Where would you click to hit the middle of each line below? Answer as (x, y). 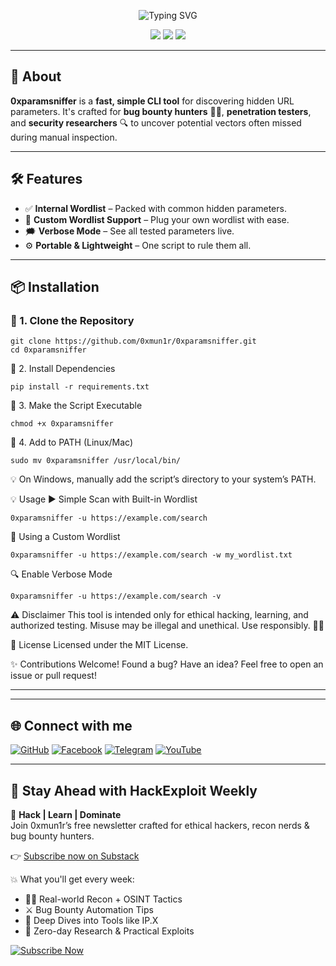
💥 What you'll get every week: (72, 879)
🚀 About (36, 76)
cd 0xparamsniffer (48, 350)
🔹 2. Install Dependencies (63, 369)
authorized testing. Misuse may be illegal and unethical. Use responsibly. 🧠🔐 (167, 626)
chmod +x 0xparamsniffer (62, 424)
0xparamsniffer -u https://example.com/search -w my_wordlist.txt (151, 555)
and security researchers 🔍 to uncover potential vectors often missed (156, 122)
